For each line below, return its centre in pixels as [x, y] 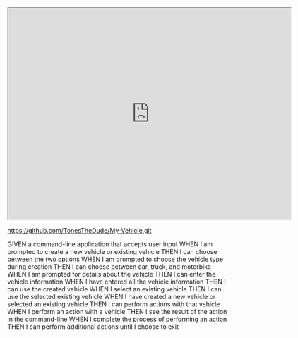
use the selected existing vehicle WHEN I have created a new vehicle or [112, 297]
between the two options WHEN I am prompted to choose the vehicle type [115, 259]
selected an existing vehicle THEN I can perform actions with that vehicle [114, 304]
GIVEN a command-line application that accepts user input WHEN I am [110, 244]
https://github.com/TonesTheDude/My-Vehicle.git [79, 230]
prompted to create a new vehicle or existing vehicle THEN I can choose [112, 252]
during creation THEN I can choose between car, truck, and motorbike [109, 267]
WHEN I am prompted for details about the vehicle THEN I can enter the [112, 274]
